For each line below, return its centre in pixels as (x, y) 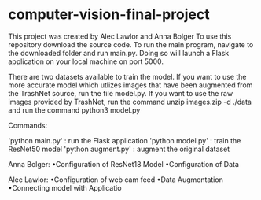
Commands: (28, 125)
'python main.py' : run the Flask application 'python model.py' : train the (125, 140)
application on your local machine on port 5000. (86, 61)
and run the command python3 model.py (74, 110)
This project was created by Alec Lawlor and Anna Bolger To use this (120, 36)
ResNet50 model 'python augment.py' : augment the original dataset (119, 149)
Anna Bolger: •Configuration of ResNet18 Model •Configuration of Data (124, 164)
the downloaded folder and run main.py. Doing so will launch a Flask (119, 53)
